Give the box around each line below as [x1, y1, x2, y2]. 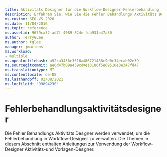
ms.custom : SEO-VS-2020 [5, 16, 55, 21]
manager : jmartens [5, 44, 43, 49]
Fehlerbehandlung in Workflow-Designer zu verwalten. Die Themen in [5, 135, 148, 141]
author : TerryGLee [5, 35, 43, 40]
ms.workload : [5, 49, 32, 54]
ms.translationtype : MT [5, 68, 55, 73]
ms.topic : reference [5, 26, 48, 31]
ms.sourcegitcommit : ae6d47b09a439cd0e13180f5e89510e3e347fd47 [5, 63, 139, 68]
